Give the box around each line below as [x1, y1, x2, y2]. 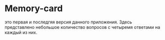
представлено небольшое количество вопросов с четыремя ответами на [4, 24, 161, 30]
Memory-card [4, 3, 63, 14]
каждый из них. [4, 29, 38, 35]
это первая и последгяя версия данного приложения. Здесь [4, 19, 132, 25]
